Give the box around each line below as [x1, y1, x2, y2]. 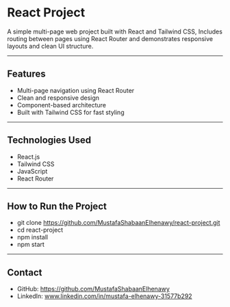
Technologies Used [7, 135, 91, 146]
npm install [16, 233, 49, 241]
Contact [7, 267, 42, 278]
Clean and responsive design [16, 94, 100, 102]
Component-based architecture [16, 101, 106, 109]
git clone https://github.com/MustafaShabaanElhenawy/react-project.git [16, 219, 220, 227]
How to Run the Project [7, 200, 107, 212]
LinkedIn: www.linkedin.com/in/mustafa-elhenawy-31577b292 [16, 292, 193, 300]
